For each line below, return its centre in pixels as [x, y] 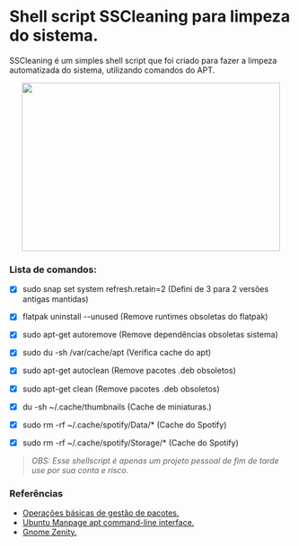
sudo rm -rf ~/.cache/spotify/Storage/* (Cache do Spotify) [131, 443]
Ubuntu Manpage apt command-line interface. [108, 523]
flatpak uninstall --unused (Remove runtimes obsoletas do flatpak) [145, 317]
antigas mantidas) [55, 299]
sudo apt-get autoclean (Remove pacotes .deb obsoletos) [129, 371]
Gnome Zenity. [50, 533]
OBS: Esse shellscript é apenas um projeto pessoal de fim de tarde [155, 461]
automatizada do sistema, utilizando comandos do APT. [112, 70]
